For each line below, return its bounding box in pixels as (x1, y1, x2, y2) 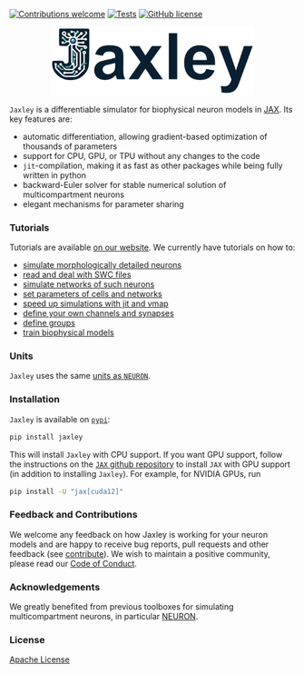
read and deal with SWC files (22, 269, 132, 281)
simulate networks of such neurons (22, 279, 155, 290)
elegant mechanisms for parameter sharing (22, 198, 184, 209)
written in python (22, 169, 86, 181)
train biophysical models (22, 327, 115, 338)
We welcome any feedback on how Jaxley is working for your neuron (9, 529, 269, 540)
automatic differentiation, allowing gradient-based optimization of (22, 131, 268, 142)
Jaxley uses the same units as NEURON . (9, 371, 152, 382)
